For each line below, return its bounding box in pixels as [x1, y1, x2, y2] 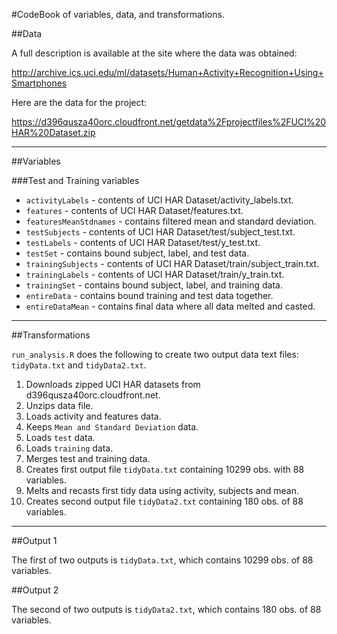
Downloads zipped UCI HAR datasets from [25, 379, 201, 390]
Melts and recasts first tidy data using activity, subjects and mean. [25, 485, 299, 496]
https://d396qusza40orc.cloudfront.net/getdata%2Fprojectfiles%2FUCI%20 [11, 116, 327, 128]
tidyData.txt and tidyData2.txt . [11, 359, 147, 371]
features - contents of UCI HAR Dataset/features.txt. [25, 205, 244, 216]
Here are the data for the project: [11, 97, 148, 108]
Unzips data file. [25, 400, 94, 411]
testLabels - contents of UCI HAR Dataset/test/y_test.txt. [25, 237, 261, 248]
